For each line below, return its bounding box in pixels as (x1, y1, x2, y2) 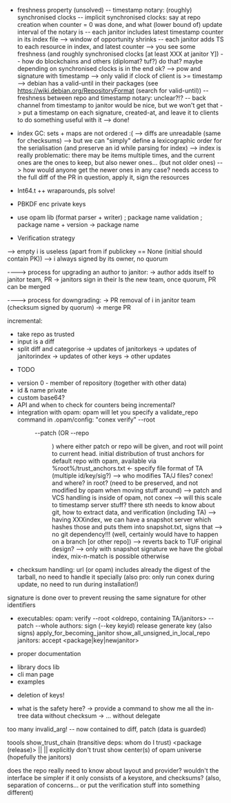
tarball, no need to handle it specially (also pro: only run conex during (17, 573, 215, 581)
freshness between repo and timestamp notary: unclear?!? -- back (17, 94, 207, 102)
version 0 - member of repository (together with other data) (17, 379, 187, 387)
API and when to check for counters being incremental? (17, 401, 176, 409)
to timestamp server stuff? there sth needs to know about (51, 501, 215, 509)
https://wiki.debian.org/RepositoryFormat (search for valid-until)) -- (17, 86, 209, 95)
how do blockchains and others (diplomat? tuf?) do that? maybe (21, 57, 203, 65)
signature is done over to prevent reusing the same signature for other (7, 593, 207, 602)
